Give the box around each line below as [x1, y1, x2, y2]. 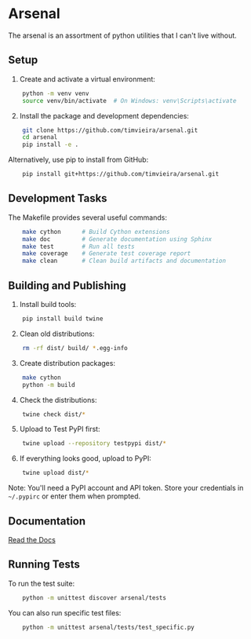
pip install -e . [22, 141, 79, 149]
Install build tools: [19, 300, 77, 309]
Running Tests [8, 558, 80, 571]
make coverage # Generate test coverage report [22, 250, 191, 257]
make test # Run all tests [22, 243, 135, 250]
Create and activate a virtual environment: [19, 74, 155, 83]
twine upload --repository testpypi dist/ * [22, 440, 167, 447]
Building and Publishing [8, 279, 127, 292]
